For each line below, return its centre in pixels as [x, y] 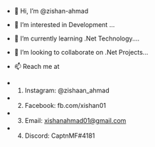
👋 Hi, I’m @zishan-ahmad [51, 11]
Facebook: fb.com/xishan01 [65, 105]
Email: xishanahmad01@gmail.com [75, 120]
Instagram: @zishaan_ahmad [67, 90]
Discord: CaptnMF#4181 [60, 136]
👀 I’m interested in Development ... [64, 24]
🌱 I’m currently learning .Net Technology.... [77, 38]
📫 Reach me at [37, 66]
